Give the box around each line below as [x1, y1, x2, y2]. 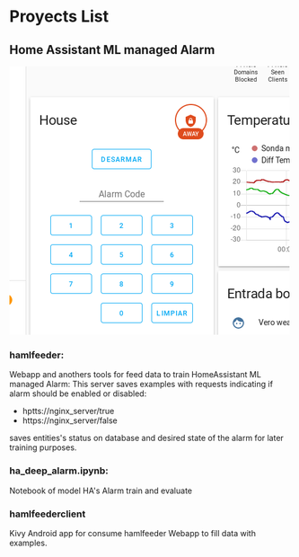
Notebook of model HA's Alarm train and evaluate [9, 485, 193, 496]
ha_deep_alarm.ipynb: [9, 464, 110, 477]
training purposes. [9, 442, 77, 453]
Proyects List [9, 6, 110, 27]
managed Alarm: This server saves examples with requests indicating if [9, 379, 274, 390]
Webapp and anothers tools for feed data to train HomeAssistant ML [9, 369, 262, 380]
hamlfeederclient [9, 508, 86, 520]
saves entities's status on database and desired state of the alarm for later [9, 433, 285, 444]
